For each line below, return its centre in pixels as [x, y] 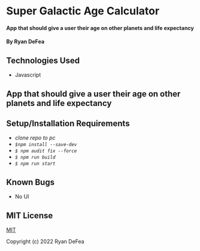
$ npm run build [35, 158]
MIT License [30, 215]
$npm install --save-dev [46, 145]
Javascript [28, 75]
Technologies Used [43, 60]
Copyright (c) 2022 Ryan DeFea [46, 241]
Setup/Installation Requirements [68, 123]
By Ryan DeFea [25, 42]
